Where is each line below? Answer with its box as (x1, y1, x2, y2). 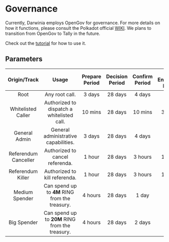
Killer (17, 174, 29, 181)
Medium (13, 189, 33, 196)
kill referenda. (44, 174, 76, 181)
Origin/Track (8, 76, 39, 83)
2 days (134, 219, 151, 226)
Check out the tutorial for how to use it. (5, 40, 87, 46)
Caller (16, 111, 30, 118)
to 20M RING (45, 215, 76, 222)
